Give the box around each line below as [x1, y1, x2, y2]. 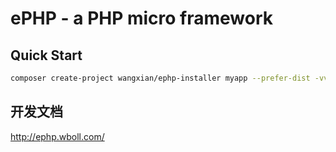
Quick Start [10, 47, 83, 64]
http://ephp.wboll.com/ [10, 130, 105, 142]
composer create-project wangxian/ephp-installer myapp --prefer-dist [10, 73, 311, 83]
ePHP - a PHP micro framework [10, 7, 274, 30]
